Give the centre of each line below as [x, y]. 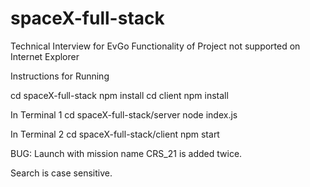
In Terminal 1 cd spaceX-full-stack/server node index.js [124, 114]
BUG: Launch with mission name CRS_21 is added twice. [126, 153]
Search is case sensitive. [61, 173]
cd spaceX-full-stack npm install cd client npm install [119, 95]
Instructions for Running [60, 76]
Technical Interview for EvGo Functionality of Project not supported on [155, 46]
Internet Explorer [45, 56]
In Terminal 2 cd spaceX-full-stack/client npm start [115, 134]
